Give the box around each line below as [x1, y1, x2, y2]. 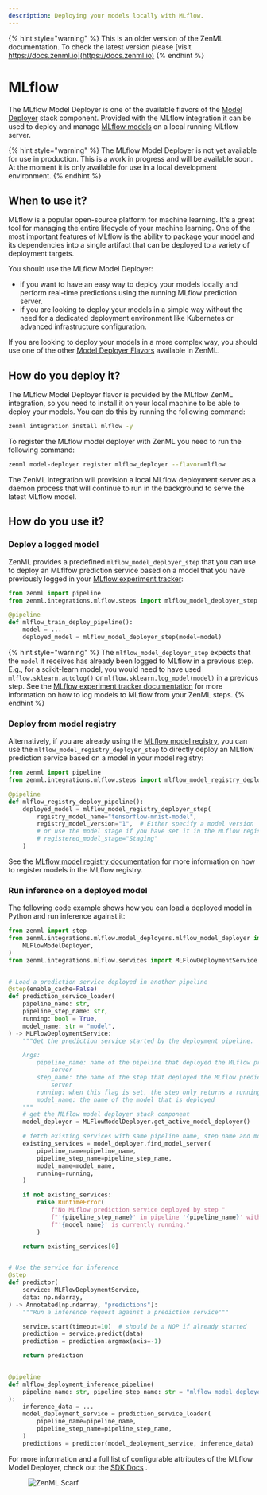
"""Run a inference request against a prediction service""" [22, 1308, 229, 1316]
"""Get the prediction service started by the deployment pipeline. [22, 1036, 254, 1045]
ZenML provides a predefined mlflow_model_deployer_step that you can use [8, 556, 257, 566]
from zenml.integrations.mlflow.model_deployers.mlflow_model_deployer [8, 935, 250, 943]
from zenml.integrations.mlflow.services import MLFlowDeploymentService [8, 956, 258, 964]
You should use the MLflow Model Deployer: [8, 264, 153, 274]
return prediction [22, 1352, 83, 1360]
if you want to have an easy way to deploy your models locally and [19, 279, 238, 289]
